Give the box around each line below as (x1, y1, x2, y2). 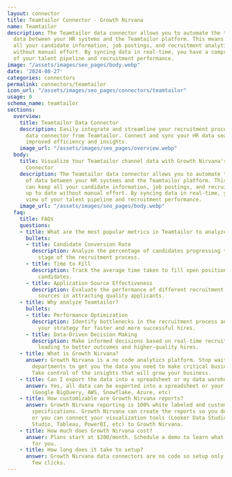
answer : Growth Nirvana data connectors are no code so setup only (25, 453, 224, 460)
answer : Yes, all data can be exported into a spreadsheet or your (25, 382, 224, 389)
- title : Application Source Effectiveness (25, 280, 153, 286)
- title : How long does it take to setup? (19, 447, 144, 454)
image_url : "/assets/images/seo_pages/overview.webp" (19, 145, 177, 152)
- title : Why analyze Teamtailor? (19, 299, 119, 306)
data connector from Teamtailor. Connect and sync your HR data (25, 132, 215, 139)
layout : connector (7, 10, 60, 17)
